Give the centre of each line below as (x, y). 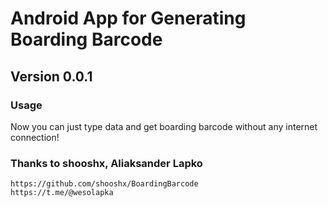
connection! (35, 137)
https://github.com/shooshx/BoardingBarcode (104, 184)
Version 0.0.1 (51, 76)
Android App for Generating (128, 18)
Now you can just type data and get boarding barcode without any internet (164, 126)
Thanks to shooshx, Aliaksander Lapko (106, 163)
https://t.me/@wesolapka (62, 193)
